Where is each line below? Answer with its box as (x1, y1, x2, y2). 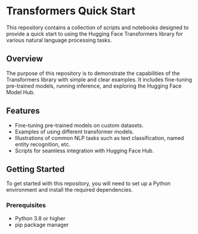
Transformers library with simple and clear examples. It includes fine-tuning (6, 76, 193, 83)
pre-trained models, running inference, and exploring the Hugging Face (6, 82, 182, 89)
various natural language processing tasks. (6, 36, 112, 43)
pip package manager (14, 221, 69, 228)
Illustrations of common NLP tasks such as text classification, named (14, 134, 184, 141)
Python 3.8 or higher (14, 214, 66, 221)
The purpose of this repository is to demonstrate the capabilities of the (6, 70, 180, 77)
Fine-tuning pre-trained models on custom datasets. (14, 121, 144, 129)
